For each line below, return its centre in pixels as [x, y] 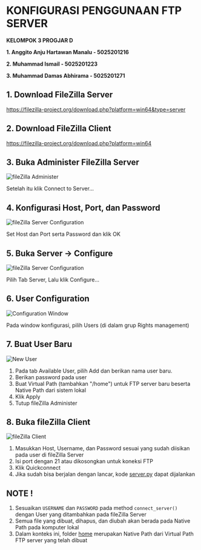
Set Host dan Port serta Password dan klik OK [64, 234]
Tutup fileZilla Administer [46, 403]
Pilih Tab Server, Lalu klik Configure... [53, 280]
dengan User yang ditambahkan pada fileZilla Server [81, 515]
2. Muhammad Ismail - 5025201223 [52, 64]
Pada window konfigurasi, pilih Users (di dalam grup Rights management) [98, 325]
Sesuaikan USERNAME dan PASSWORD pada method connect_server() [96, 508]
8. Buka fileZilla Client [48, 422]
